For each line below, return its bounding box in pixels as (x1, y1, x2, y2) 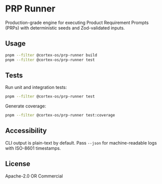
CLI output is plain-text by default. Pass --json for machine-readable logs (5, 139, 157, 145)
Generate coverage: (5, 103, 46, 109)
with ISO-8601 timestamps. (5, 145, 61, 151)
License (5, 159, 30, 168)
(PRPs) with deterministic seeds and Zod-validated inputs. (5, 24, 125, 30)
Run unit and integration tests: (5, 84, 67, 90)
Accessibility (5, 126, 47, 135)
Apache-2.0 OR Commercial (5, 173, 63, 179)
